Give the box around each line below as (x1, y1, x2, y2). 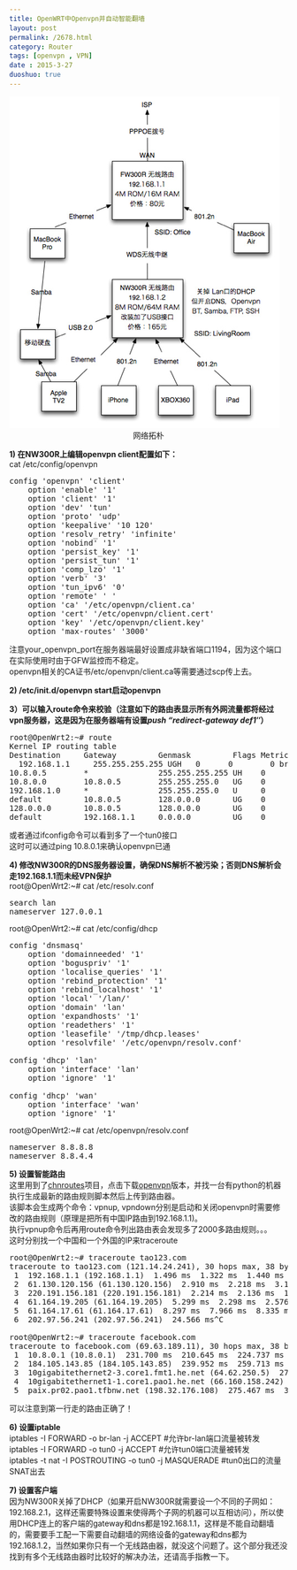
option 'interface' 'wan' (27, 1099, 141, 1109)
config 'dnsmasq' (9, 940, 84, 950)
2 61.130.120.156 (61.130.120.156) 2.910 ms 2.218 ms (13, 1279, 266, 1289)
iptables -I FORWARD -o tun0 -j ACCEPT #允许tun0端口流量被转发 (9, 1444, 250, 1454)
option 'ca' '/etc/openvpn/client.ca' (27, 600, 196, 609)
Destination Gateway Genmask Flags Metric (9, 750, 289, 760)
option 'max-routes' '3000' (27, 626, 149, 636)
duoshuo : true (9, 71, 62, 80)
